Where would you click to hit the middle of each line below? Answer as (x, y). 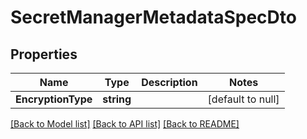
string (117, 99)
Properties (44, 54)
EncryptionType (54, 99)
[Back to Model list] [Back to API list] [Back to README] (125, 124)
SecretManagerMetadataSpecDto (153, 17)
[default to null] (243, 99)
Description (169, 82)
